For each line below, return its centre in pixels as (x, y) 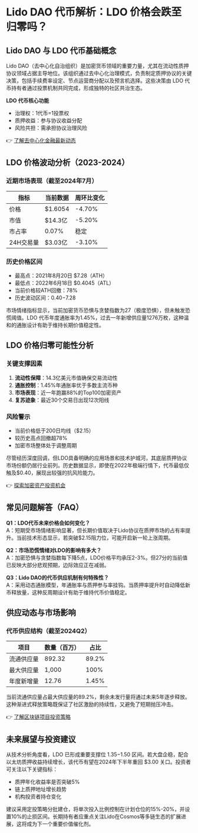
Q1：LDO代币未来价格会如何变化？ (48, 523)
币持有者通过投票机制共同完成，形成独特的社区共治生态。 (76, 88)
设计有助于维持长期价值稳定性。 (65, 325)
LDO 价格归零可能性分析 (50, 345)
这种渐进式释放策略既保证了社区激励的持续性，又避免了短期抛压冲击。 (91, 704)
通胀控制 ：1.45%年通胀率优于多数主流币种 (66, 385)
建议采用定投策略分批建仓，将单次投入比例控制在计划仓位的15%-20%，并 (95, 809)
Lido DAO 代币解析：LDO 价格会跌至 (94, 12)
